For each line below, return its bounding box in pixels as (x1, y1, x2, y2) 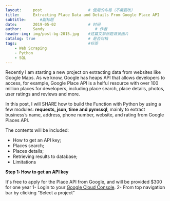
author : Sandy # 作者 (5, 27, 108, 32)
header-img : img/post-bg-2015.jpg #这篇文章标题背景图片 (5, 31, 129, 36)
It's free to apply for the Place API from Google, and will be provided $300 (5, 179, 163, 185)
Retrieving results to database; (12, 153, 78, 159)
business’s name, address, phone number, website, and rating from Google (5, 112, 164, 118)
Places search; (12, 143, 45, 149)
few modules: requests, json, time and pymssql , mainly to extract (5, 106, 145, 113)
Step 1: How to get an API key (5, 169, 69, 175)
